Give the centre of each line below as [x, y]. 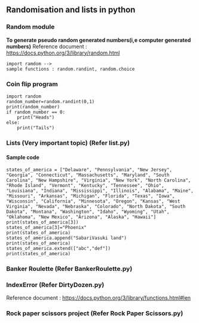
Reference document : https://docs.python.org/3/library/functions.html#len [99, 298]
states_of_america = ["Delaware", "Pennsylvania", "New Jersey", [89, 170]
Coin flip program [32, 84]
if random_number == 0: [36, 112]
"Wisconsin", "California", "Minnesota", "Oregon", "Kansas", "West [93, 201]
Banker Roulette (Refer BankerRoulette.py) [69, 269]
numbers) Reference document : [47, 46]
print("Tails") [36, 128]
